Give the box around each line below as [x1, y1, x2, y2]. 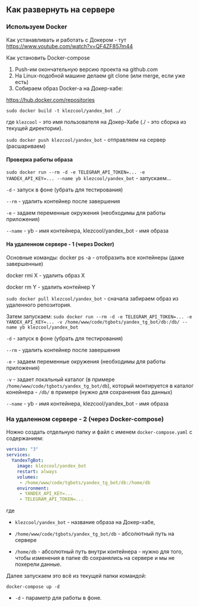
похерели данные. [14, 560, 62, 568]
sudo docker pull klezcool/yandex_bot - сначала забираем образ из [6, 295, 179, 302]
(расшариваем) [6, 143, 46, 150]
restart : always [17, 468, 58, 475]
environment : [17, 485, 49, 491]
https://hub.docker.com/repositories [6, 96, 95, 103]
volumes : [17, 474, 39, 480]
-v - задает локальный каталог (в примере [6, 376, 115, 383]
